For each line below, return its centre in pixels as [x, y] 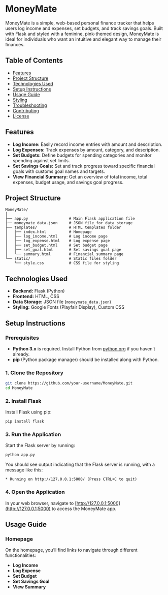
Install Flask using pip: [28, 412]
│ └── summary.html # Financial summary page [64, 254]
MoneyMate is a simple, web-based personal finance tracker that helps [80, 23]
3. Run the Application [33, 434]
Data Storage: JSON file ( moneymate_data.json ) [62, 302]
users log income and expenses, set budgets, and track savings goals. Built [84, 28]
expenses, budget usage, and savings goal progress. [68, 182]
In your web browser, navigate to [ [41, 503]
